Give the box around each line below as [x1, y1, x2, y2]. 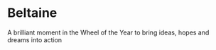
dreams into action [7, 35, 63, 44]
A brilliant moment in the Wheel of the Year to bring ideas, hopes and [7, 28, 210, 37]
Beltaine [7, 5, 58, 21]
